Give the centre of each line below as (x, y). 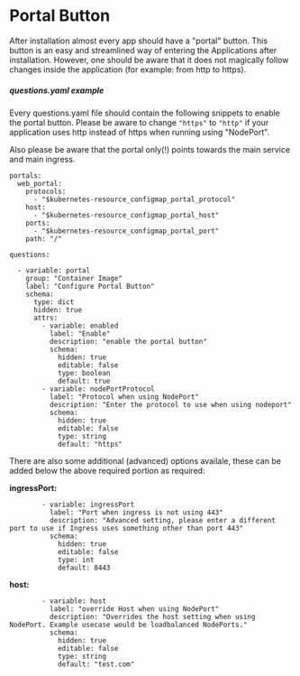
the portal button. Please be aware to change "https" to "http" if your (139, 122)
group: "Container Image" (74, 278)
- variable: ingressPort (88, 505)
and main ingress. (42, 159)
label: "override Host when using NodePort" (134, 609)
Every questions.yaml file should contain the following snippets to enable (145, 113)
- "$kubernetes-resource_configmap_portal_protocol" (134, 199)
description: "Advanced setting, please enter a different (163, 520)
